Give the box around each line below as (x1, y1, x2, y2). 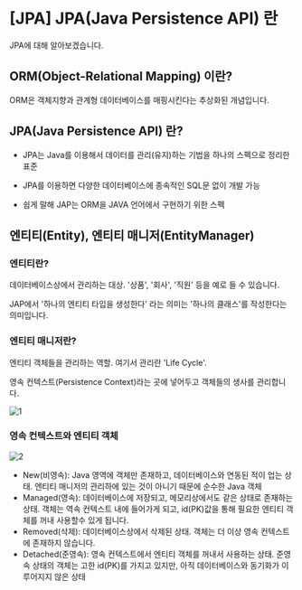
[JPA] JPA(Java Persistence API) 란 (9, 8, 278, 29)
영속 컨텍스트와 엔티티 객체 (9, 430, 119, 443)
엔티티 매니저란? (9, 335, 77, 348)
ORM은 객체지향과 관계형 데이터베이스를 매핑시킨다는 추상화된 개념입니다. (9, 94, 269, 105)
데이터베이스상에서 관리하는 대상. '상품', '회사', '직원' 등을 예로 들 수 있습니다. (9, 279, 280, 290)
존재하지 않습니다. (32, 537, 96, 548)
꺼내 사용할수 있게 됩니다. (39, 514, 129, 525)
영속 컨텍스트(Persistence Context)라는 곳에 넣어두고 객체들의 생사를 (9, 376, 255, 387)
